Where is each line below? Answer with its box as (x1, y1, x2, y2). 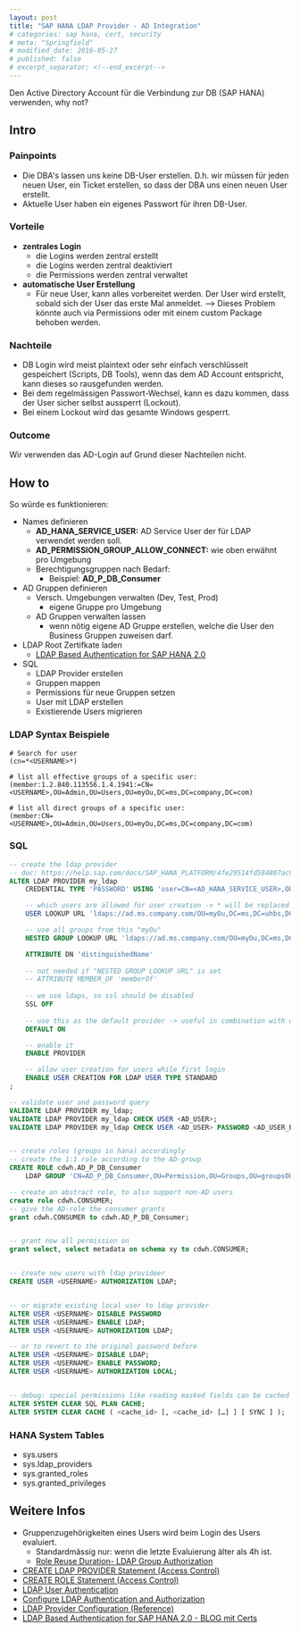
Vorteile (9, 221, 45, 233)
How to (9, 475, 50, 490)
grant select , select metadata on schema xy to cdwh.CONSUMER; (9, 1245, 250, 1254)
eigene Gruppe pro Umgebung (48, 602, 162, 613)
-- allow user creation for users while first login (25, 1065, 226, 1075)
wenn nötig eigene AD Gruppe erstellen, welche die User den (48, 621, 274, 632)
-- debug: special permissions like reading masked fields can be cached (9, 1391, 290, 1400)
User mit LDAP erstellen (35, 697, 123, 707)
